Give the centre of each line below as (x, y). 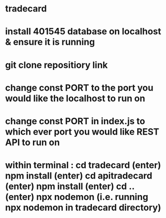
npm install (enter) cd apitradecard (79, 176)
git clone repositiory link (57, 65)
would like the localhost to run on (75, 98)
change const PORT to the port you (79, 88)
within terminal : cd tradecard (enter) (83, 165)
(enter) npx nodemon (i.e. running (77, 197)
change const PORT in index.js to (75, 121)
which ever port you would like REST (82, 131)
